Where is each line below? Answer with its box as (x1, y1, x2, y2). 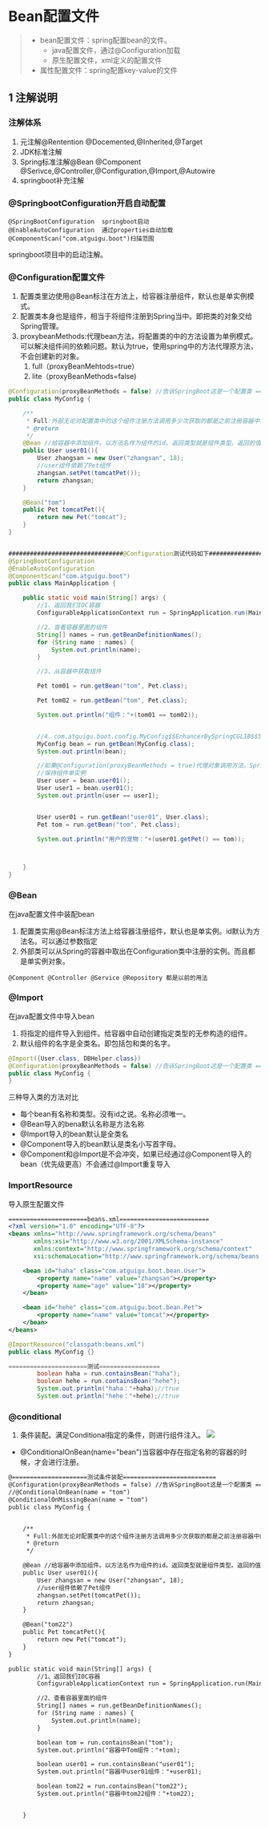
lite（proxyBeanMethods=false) (31, 372, 137, 381)
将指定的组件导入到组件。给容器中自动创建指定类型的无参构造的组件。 (19, 1028, 252, 1038)
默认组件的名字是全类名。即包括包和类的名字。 (19, 1039, 175, 1048)
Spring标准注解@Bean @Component (19, 157, 142, 167)
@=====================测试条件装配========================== (8, 1474, 216, 1482)
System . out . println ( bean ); (37, 747, 127, 756)
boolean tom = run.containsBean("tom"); (37, 1738, 174, 1747)
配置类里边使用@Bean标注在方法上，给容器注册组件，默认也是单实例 (19, 292, 247, 301)
